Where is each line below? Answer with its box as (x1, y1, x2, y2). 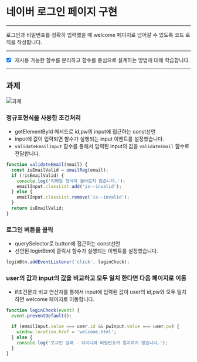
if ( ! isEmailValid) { (11, 172, 64, 179)
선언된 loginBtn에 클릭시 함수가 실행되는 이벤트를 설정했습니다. (14, 247, 158, 255)
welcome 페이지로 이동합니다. (25, 296, 95, 303)
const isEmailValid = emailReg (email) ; (11, 167, 109, 173)
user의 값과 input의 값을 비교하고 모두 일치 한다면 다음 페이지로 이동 (6, 274, 186, 282)
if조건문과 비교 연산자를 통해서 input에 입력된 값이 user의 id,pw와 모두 (14, 288, 176, 296)
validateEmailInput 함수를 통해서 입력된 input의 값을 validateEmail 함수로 (14, 143, 189, 150)
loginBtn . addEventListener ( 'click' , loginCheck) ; (6, 259, 130, 265)
